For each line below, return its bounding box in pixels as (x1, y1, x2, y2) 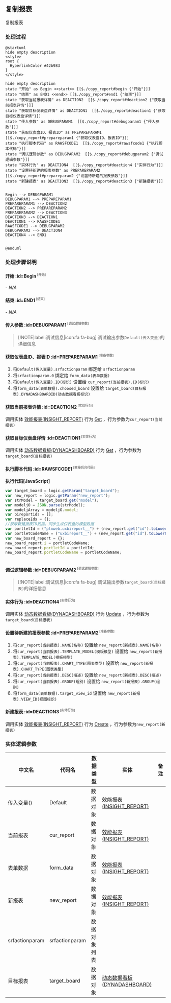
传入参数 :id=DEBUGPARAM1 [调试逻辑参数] (5, 321, 89, 328)
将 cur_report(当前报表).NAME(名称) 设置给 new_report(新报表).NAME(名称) (12, 642, 162, 648)
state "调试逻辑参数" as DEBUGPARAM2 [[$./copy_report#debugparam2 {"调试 (5, 152, 164, 157)
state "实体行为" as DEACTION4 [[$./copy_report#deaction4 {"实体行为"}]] (5, 162, 164, 168)
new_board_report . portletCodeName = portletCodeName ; (5, 550, 122, 555)
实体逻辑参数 (5, 740, 37, 748)
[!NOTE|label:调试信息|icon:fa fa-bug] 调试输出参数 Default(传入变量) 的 (17, 334, 165, 340)
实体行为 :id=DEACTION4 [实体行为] (5, 598, 75, 604)
